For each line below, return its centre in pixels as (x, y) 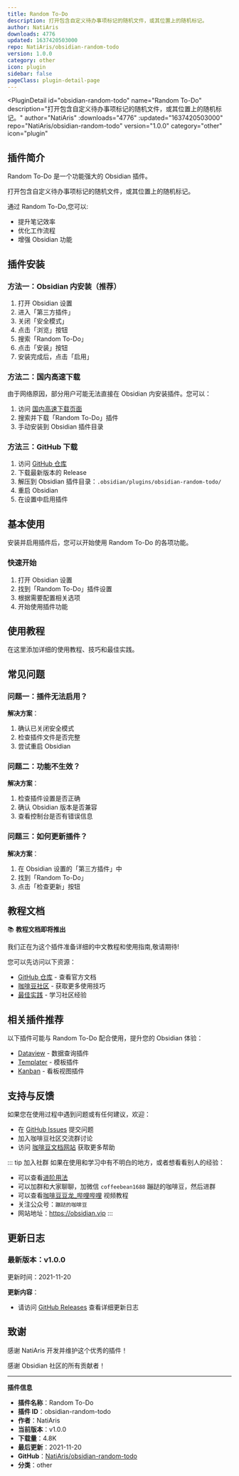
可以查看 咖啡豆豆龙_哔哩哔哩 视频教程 (73, 1196)
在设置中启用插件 (43, 499)
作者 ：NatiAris (39, 1420)
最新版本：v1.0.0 (37, 1260)
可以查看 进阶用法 (43, 1178)
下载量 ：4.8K (37, 1438)
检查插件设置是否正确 (49, 799)
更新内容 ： (23, 1292)
